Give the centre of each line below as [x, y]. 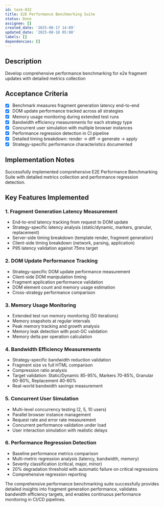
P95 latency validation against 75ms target [55, 248]
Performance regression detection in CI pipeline [60, 133]
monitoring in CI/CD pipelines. [35, 499]
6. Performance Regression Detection [51, 443]
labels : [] [16, 37]
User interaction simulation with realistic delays [60, 430]
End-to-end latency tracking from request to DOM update [70, 222]
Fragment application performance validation [58, 282]
